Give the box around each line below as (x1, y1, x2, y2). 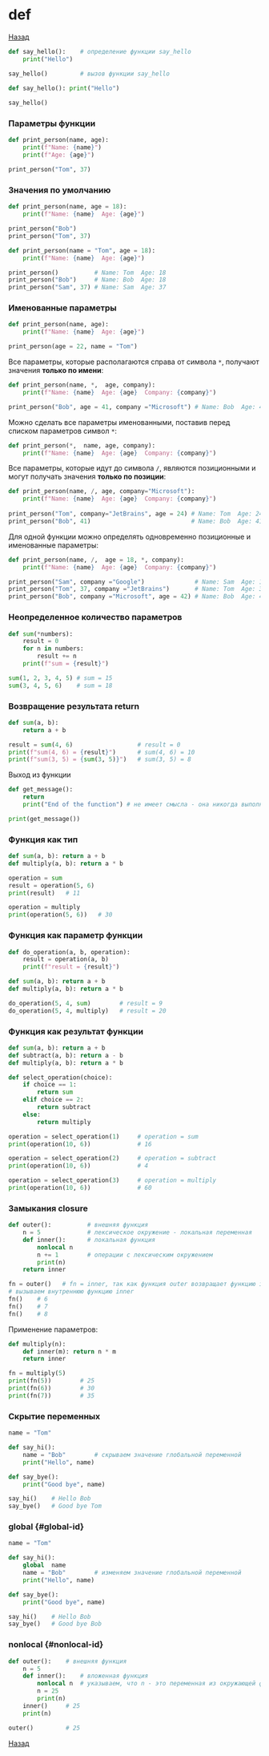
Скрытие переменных (8, 1410, 101, 1422)
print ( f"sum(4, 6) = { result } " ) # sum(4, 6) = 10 (8, 748, 195, 756)
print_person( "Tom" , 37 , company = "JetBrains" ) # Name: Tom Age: (8, 585, 256, 593)
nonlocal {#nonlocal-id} (8, 1639, 104, 1650)
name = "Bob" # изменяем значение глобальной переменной (22, 1569, 242, 1577)
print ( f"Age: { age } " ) (22, 151, 94, 160)
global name (22, 1561, 66, 1569)
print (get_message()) (8, 815, 81, 823)
